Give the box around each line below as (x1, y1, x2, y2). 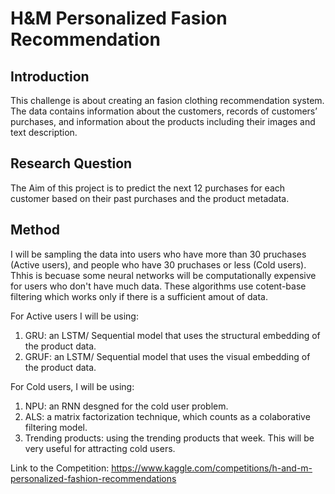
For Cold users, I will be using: (10, 380, 135, 392)
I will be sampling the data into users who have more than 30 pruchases (10, 248, 307, 260)
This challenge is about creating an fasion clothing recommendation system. (10, 95, 325, 106)
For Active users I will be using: (10, 310, 139, 322)
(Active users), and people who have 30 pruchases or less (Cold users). (10, 258, 307, 271)
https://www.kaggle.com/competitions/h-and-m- (111, 462, 313, 474)
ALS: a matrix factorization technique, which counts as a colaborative (24, 410, 311, 422)
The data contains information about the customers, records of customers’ (10, 105, 318, 117)
